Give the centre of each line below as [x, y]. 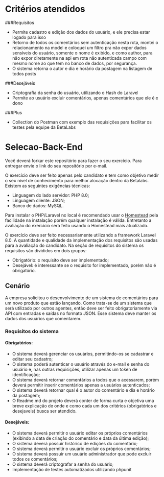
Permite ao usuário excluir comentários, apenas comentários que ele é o [85, 98]
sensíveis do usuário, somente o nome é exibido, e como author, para [82, 53]
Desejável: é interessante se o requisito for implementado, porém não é [84, 265]
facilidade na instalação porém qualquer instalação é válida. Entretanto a [78, 220]
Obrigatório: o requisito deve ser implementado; [60, 260]
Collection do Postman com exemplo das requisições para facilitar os [82, 122]
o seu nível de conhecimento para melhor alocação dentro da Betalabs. [77, 180]
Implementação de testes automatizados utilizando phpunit [72, 470]
